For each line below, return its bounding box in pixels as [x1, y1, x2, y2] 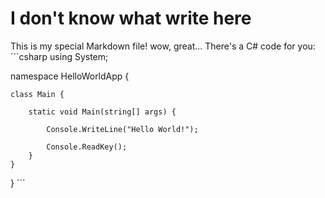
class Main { [10, 89, 65, 99]
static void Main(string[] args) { [28, 107, 177, 117]
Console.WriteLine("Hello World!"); [46, 124, 199, 134]
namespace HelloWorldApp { [10, 70, 130, 82]
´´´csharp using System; [10, 50, 109, 62]
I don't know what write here [10, 7, 252, 30]
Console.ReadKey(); [46, 142, 128, 152]
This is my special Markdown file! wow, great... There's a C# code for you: [10, 40, 316, 52]
